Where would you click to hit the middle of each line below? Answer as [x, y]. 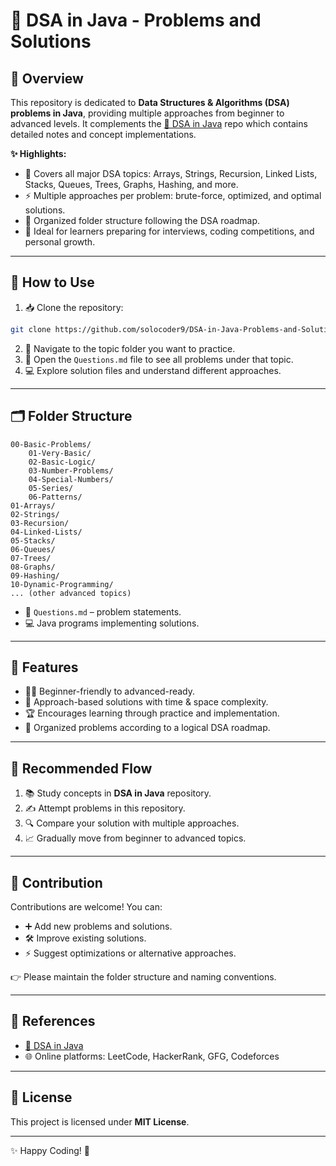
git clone [31, 329]
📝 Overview [47, 78]
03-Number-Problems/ [71, 470]
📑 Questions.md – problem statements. [103, 611]
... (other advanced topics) [71, 593]
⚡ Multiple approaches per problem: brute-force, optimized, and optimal [173, 195]
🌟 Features [44, 667]
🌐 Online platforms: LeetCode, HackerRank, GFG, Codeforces [152, 1056]
